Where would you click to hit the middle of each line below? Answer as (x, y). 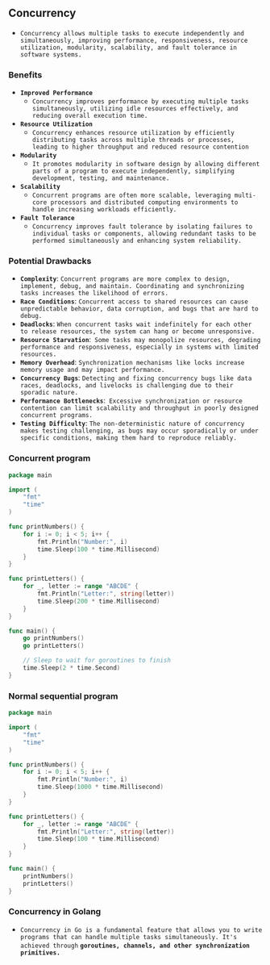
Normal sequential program (63, 696)
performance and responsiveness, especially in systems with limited (139, 347)
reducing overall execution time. (90, 116)
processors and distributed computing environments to (144, 203)
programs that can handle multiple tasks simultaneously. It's (129, 937)
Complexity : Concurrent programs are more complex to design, (125, 278)
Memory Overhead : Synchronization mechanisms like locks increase (132, 362)
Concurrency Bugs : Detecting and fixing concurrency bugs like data (136, 378)
